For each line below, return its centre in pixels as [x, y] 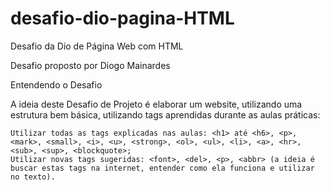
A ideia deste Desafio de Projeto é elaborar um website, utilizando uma [156, 104]
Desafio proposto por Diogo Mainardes [90, 65]
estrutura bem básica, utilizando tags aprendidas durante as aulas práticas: [165, 114]
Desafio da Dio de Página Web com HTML [97, 46]
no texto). [33, 177]
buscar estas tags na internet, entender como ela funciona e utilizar [162, 168]
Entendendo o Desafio [56, 84]
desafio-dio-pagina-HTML [122, 18]
